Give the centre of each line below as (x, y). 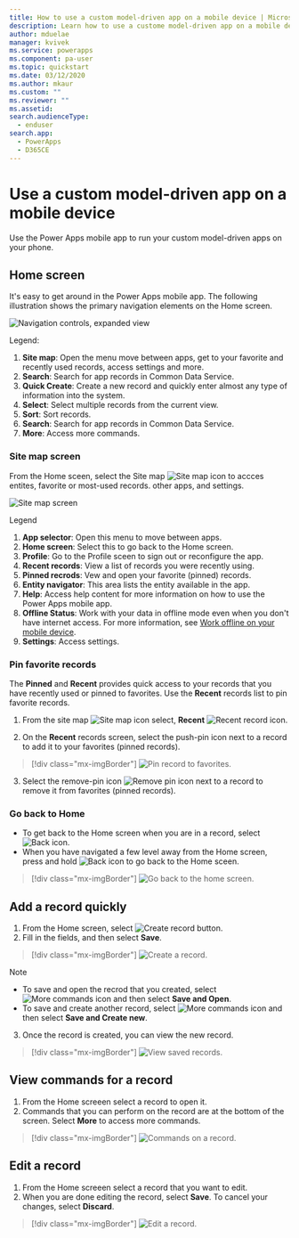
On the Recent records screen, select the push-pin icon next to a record (154, 737)
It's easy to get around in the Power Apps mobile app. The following (133, 297)
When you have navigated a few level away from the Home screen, (145, 852)
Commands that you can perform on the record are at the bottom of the (153, 1111)
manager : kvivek (39, 42)
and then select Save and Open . (172, 999)
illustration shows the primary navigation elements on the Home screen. (141, 306)
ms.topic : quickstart (49, 68)
